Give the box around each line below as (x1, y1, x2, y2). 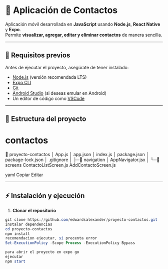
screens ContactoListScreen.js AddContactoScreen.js (5, 162, 116, 168)
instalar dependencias (5, 222, 52, 227)
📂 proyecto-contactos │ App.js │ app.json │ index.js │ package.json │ (5, 152, 149, 158)
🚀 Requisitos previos (5, 51, 70, 60)
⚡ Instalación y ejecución (5, 192, 85, 200)
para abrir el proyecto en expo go (5, 249, 79, 255)
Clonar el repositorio (12, 207, 56, 213)
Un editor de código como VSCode (12, 95, 85, 101)
